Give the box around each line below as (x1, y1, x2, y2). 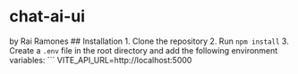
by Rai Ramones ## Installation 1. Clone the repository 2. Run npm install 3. (9, 36, 289, 46)
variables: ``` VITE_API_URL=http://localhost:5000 (9, 54, 192, 65)
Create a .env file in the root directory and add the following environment (9, 45, 278, 55)
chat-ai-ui (9, 6, 86, 27)
